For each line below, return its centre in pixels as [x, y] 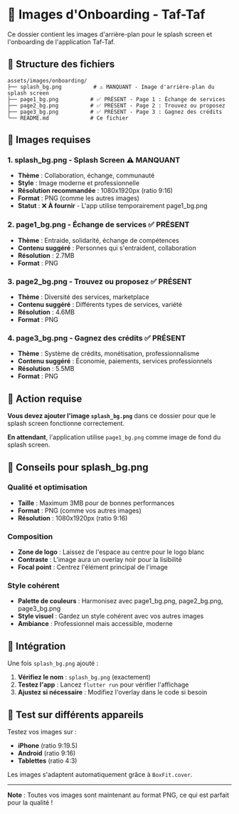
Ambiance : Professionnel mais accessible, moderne [95, 624]
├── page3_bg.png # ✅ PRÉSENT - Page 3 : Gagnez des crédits [115, 112]
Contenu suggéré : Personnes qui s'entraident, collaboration [107, 248]
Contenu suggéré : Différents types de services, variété [100, 305]
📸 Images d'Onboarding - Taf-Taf [106, 15]
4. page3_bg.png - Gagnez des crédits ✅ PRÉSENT [97, 338]
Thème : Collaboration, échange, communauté [86, 176]
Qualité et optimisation [47, 487]
